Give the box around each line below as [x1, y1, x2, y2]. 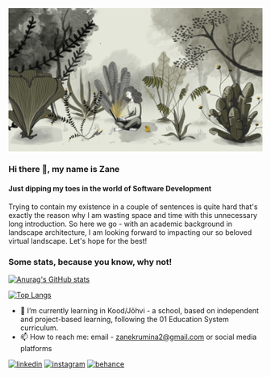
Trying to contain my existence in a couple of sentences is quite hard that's [8, 202, 258, 212]
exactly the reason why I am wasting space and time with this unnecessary [8, 210, 258, 220]
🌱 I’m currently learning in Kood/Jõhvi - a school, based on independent [19, 305, 260, 315]
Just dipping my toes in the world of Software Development [8, 184, 212, 194]
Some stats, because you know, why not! [8, 256, 173, 267]
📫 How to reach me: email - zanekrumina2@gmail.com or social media [19, 332, 257, 341]
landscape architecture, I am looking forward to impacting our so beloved [8, 227, 252, 237]
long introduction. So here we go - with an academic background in [8, 219, 232, 228]
